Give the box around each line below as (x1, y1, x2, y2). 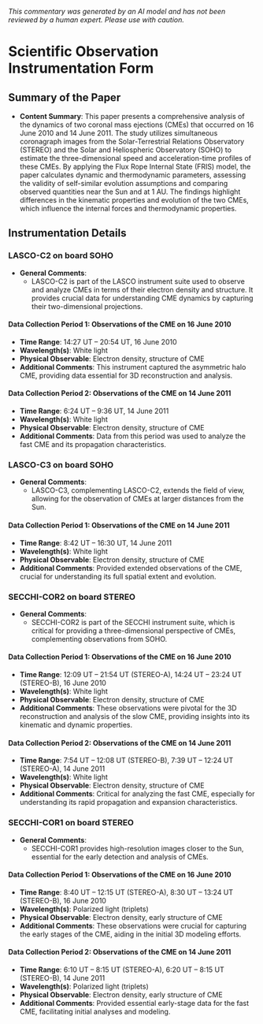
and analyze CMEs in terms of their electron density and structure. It (31, 285, 254, 294)
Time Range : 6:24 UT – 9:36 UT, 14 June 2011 (19, 406, 169, 416)
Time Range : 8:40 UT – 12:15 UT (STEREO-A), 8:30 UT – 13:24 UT (19, 887, 234, 897)
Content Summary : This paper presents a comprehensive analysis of (19, 112, 246, 121)
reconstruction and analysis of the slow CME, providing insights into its (19, 712, 250, 721)
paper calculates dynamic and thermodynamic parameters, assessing (19, 170, 246, 180)
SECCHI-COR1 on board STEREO (8, 817, 134, 829)
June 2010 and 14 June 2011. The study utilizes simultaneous (19, 128, 218, 137)
